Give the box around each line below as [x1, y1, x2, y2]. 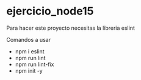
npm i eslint [15, 47, 45, 55]
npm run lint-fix [15, 61, 54, 68]
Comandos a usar [6, 36, 51, 43]
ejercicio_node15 [6, 4, 94, 18]
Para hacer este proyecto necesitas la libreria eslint [6, 24, 136, 32]
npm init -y [15, 67, 43, 74]
